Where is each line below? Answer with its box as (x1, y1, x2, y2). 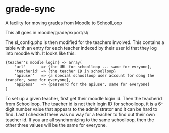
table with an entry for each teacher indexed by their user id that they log (5, 45, 157, 51)
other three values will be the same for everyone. (5, 122, 107, 128)
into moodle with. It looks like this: (5, 50, 76, 56)
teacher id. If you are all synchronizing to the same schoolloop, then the (5, 117, 154, 123)
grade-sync (5, 3, 55, 15)
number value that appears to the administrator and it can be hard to (15, 106, 158, 112)
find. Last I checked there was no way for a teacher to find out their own (5, 111, 155, 117)
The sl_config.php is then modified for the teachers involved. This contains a (5, 39, 164, 46)
